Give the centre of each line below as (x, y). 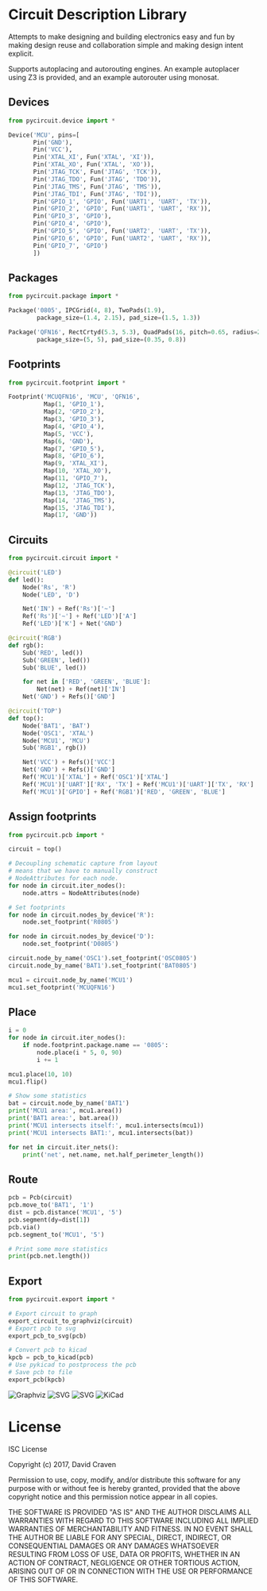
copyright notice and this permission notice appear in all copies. (113, 1496)
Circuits (28, 540)
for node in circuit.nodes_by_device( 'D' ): (81, 936)
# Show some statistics (48, 1096)
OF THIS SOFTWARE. (43, 1579)
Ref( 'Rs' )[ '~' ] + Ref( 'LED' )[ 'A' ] (79, 616)
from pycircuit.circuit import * (64, 558)
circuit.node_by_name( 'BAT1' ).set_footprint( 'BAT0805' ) (103, 965)
